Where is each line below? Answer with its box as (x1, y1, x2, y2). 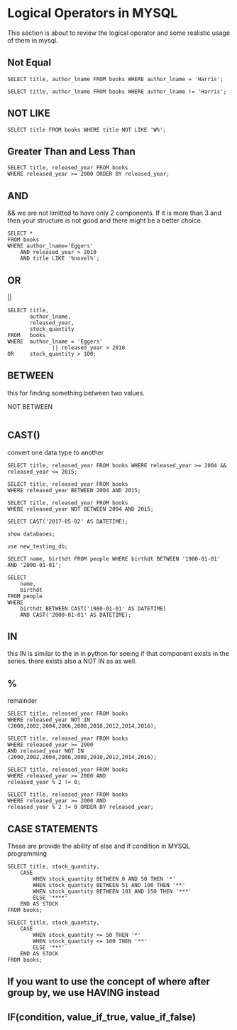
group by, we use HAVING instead (7, 987, 160, 999)
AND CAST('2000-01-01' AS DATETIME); (20, 611, 132, 618)
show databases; (7, 530, 55, 538)
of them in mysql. (7, 36, 58, 44)
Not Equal (7, 57, 52, 69)
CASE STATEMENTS (7, 823, 99, 835)
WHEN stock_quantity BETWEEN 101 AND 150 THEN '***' (33, 888, 192, 896)
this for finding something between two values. (7, 388, 145, 397)
